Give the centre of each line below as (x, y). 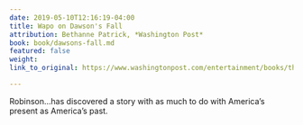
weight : (24, 59)
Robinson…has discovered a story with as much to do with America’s (137, 101)
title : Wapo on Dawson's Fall (66, 26)
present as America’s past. (59, 111)
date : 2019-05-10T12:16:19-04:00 (72, 18)
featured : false (40, 51)
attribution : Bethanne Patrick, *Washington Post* (106, 34)
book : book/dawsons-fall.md (62, 43)
